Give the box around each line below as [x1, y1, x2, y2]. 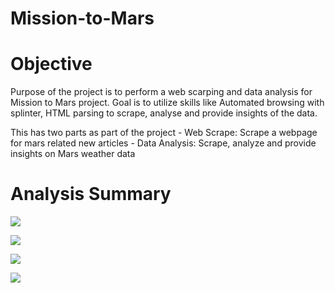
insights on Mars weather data [10, 148, 136, 160]
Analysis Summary [10, 183, 172, 206]
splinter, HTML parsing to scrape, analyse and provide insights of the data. [10, 107, 318, 119]
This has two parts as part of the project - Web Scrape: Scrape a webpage [10, 127, 318, 139]
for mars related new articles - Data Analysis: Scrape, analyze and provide [10, 137, 317, 149]
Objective [10, 53, 93, 76]
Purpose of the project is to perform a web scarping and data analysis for [10, 86, 313, 98]
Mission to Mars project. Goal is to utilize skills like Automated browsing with [10, 97, 325, 109]
